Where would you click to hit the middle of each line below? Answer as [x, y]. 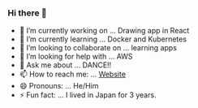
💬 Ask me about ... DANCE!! [65, 65]
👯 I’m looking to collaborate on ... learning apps [98, 48]
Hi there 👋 [28, 13]
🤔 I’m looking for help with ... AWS [76, 57]
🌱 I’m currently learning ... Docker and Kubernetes [103, 39]
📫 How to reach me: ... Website [73, 74]
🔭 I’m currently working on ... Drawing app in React [104, 31]
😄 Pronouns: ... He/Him [59, 86]
